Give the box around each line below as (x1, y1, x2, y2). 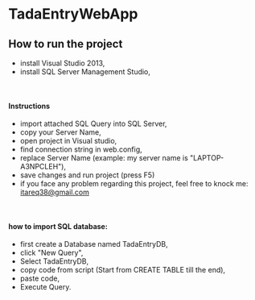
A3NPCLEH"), (19, 162, 67, 172)
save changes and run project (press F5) (19, 170, 155, 180)
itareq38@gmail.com (19, 187, 90, 198)
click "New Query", (19, 248, 84, 258)
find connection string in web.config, (19, 144, 142, 154)
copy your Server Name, (19, 127, 102, 137)
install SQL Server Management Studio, (19, 67, 151, 77)
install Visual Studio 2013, (19, 58, 105, 68)
